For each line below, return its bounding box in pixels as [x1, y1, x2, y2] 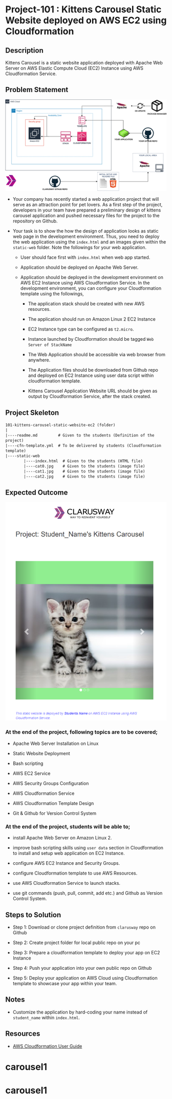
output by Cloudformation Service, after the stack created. [28, 393, 152, 399]
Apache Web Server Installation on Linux [12, 740, 99, 746]
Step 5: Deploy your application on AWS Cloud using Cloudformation [12, 974, 158, 981]
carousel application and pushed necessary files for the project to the [12, 213, 160, 219]
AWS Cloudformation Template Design [12, 800, 94, 806]
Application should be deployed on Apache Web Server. [20, 264, 139, 271]
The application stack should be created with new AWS [28, 301, 145, 307]
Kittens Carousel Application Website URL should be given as [28, 388, 158, 394]
